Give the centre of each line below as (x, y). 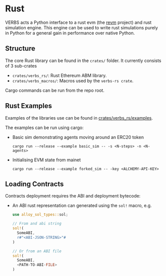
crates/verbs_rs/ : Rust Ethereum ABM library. (59, 75)
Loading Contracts (34, 184)
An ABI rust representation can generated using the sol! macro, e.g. (82, 206)
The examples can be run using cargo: (45, 128)
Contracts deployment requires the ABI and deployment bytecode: (73, 196)
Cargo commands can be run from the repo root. (55, 90)
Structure (20, 48)
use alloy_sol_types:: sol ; (40, 215)
